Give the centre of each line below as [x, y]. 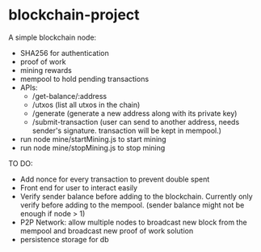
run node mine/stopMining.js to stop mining [93, 147]
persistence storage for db [64, 239]
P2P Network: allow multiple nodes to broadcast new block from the [134, 222]
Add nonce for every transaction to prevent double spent [115, 179]
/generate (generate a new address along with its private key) [135, 113]
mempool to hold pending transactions [84, 79]
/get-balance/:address [69, 96]
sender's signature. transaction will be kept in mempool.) [127, 130]
